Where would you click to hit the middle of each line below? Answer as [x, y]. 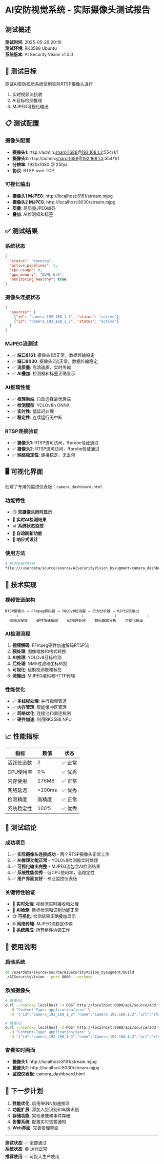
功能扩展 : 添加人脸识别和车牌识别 [45, 1110]
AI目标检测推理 [27, 100]
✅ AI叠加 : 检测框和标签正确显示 [44, 373]
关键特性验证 [20, 892]
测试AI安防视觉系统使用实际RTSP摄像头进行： [51, 84]
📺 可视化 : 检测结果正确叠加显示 [44, 916]
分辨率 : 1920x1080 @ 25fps [40, 164]
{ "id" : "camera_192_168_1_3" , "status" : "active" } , [67, 317]
